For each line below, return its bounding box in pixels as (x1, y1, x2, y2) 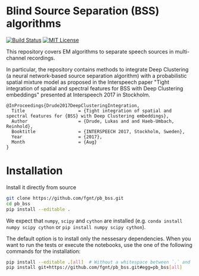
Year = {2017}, (11, 134, 102, 140)
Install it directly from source (6, 183, 76, 191)
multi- (175, 48, 189, 55)
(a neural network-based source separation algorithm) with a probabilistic (6, 72, 187, 79)
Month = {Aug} (11, 139, 97, 145)
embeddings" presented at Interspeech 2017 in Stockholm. (6, 91, 151, 98)
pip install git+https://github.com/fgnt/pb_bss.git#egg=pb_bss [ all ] (6, 265, 183, 271)
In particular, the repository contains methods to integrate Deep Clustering (6, 65, 189, 73)
